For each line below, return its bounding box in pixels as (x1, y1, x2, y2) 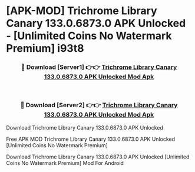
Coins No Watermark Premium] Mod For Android (6, 159, 124, 166)
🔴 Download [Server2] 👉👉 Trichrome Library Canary (20, 101, 178, 110)
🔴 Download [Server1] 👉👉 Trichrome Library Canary (21, 63, 177, 71)
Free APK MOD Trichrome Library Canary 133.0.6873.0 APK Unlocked (6, 135, 176, 143)
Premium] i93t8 (6, 42, 84, 55)
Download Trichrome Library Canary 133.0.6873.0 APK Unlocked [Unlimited (6, 153, 190, 160)
